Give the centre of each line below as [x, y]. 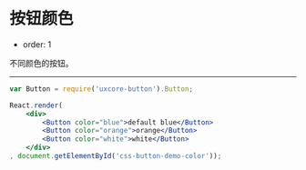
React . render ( [36, 105]
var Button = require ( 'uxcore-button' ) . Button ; [102, 89]
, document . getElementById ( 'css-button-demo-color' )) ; [116, 156]
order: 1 [37, 44]
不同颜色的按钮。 [41, 63]
